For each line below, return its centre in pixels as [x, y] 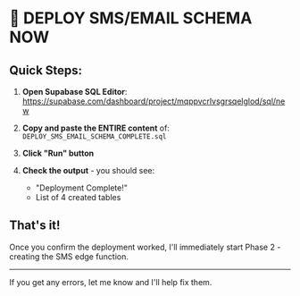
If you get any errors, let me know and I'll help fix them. [111, 282]
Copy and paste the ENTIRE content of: [96, 128]
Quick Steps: [46, 70]
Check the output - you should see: [88, 170]
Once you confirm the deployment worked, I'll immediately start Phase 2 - [145, 247]
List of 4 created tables [78, 197]
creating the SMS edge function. [69, 256]
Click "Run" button [58, 153]
